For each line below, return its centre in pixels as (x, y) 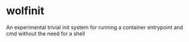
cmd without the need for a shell (46, 33)
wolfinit (25, 11)
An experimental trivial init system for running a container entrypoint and (95, 27)
